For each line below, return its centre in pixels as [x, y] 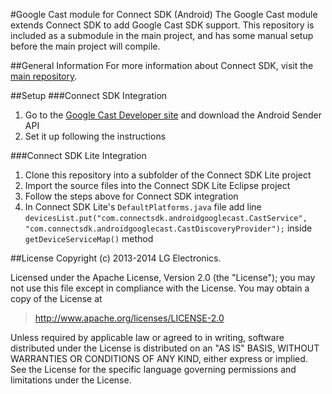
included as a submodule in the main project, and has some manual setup [162, 35]
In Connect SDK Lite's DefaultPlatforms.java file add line [143, 207]
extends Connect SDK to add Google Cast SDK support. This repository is [162, 25]
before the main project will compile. [85, 46]
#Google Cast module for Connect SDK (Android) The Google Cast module [164, 14]
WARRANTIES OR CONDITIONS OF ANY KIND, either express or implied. [159, 358]
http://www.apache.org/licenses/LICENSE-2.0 [129, 318]
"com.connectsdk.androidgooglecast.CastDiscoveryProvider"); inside [168, 228]
